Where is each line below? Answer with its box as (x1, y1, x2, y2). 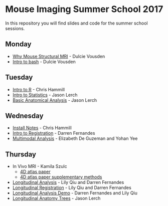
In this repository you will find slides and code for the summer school (5, 20, 148, 26)
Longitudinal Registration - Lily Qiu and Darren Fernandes (12, 184, 131, 191)
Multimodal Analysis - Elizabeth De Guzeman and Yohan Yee (12, 135, 138, 141)
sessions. (5, 25, 25, 31)
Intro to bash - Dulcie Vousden (12, 59, 76, 65)
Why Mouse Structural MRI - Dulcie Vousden (12, 53, 105, 59)
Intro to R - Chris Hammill (12, 86, 65, 92)
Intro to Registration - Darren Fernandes (12, 130, 95, 136)
